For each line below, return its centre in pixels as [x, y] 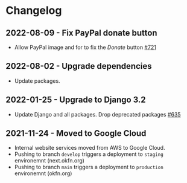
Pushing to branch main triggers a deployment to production [89, 167]
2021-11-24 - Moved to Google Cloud [76, 133]
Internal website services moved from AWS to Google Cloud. [90, 148]
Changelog [34, 11]
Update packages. [37, 81]
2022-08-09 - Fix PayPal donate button [81, 33]
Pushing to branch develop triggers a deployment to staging [89, 154]
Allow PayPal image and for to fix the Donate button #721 [85, 47]
